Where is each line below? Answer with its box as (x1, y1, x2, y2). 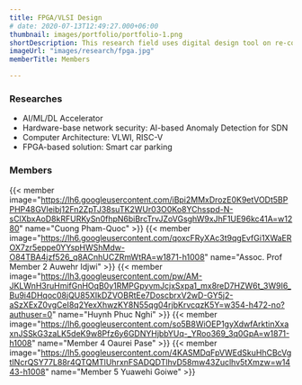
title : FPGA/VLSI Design (9, 13, 102, 22)
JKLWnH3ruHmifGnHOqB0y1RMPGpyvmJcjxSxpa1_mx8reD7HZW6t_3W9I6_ (9, 280, 292, 291)
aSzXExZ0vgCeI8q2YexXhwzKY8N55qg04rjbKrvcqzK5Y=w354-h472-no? (9, 299, 285, 310)
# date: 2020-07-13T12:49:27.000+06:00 (9, 22, 159, 31)
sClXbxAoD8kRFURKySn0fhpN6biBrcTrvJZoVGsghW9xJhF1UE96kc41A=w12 (9, 213, 293, 224)
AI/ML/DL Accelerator (22, 113, 103, 124)
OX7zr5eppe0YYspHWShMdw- (9, 242, 126, 253)
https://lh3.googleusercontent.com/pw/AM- (40, 271, 203, 282)
